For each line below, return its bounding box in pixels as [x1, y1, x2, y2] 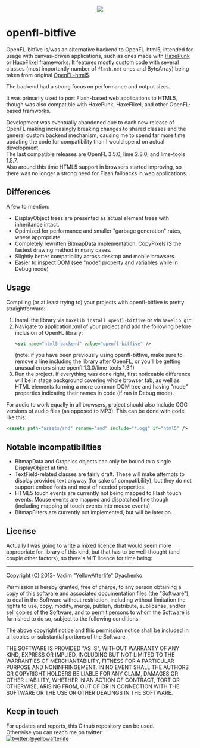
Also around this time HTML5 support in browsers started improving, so [6, 163, 182, 170]
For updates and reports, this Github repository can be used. [6, 722, 155, 729]
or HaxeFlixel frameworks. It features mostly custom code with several [6, 59, 179, 66]
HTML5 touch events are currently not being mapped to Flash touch [14, 490, 182, 497]
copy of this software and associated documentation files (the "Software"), [6, 590, 190, 597]
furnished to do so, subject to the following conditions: [6, 615, 140, 622]
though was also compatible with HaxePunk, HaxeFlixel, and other [6, 100, 168, 108]
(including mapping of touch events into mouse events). [14, 502, 152, 509]
